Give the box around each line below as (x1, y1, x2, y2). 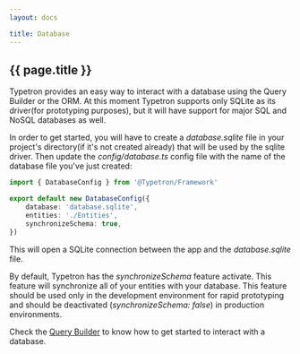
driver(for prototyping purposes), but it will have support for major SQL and (9, 105, 287, 117)
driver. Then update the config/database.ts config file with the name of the (9, 151, 287, 162)
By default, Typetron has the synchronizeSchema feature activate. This (9, 271, 272, 281)
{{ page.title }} (9, 62, 92, 77)
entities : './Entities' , (25, 211, 118, 220)
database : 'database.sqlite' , (25, 203, 139, 212)
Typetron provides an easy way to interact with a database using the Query (9, 86, 287, 97)
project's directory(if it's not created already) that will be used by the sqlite (9, 142, 285, 152)
